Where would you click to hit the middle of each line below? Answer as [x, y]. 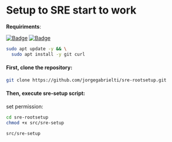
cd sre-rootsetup [27, 117]
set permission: [25, 106]
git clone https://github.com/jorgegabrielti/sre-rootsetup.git [86, 80]
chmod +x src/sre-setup [35, 123]
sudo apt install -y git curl [48, 54]
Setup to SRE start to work [71, 10]
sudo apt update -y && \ [36, 49]
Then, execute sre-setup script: [46, 93]
